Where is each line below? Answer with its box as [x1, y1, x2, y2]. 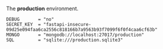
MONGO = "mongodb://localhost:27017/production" [6, 32, 145, 38]
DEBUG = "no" [6, 17, 55, 22]
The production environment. [6, 5, 79, 12]
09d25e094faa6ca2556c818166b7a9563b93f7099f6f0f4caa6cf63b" [6, 27, 158, 32]
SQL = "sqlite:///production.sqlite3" [6, 37, 123, 43]
